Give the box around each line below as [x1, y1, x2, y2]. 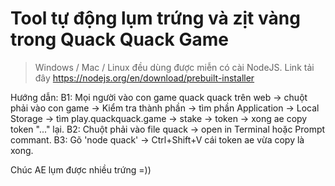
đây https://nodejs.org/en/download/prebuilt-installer [34, 72, 255, 84]
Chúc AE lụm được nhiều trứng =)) [10, 163, 152, 176]
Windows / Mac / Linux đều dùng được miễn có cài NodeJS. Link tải [34, 61, 315, 73]
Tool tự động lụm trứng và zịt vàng [10, 7, 301, 30]
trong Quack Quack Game [10, 28, 229, 51]
